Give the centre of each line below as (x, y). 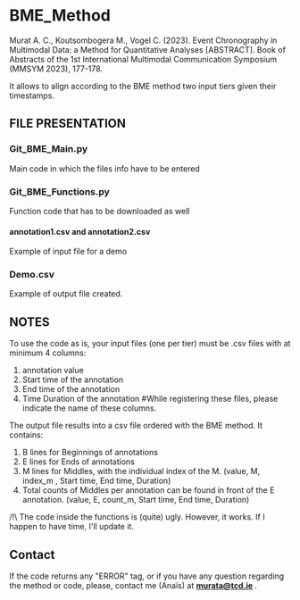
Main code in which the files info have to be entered (105, 168)
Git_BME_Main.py (49, 149)
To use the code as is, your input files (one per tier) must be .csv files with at (150, 344)
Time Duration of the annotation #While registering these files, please (150, 399)
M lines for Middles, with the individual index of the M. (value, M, (141, 471)
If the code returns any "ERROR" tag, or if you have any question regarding (147, 576)
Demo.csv (32, 275)
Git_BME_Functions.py (59, 191)
